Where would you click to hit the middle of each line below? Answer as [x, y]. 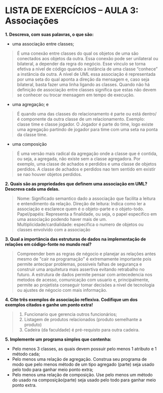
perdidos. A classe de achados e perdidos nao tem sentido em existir [86, 169]
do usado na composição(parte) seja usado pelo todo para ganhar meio [84, 380]
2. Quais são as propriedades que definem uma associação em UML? [76, 184]
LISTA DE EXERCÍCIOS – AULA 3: [72, 11]
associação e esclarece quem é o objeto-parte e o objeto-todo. [81, 209]
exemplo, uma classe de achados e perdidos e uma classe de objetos [87, 164]
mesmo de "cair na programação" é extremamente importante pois [84, 259]
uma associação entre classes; [43, 44]
